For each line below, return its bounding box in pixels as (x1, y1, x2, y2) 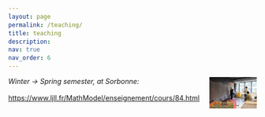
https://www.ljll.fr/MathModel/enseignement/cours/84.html (8, 93, 200, 102)
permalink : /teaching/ (8, 20, 83, 29)
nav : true (8, 46, 41, 54)
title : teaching (8, 29, 62, 37)
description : (8, 38, 51, 46)
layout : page (8, 13, 51, 20)
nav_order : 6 (8, 54, 51, 62)
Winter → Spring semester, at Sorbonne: (8, 77, 140, 86)
